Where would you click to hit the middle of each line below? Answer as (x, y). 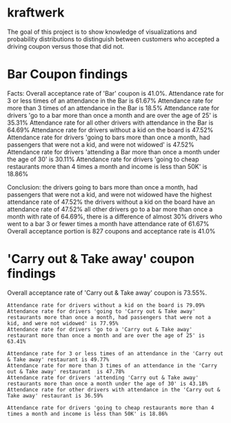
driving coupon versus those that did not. (66, 46)
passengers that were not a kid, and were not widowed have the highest (110, 194)
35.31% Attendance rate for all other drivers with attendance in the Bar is (110, 123)
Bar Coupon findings (68, 74)
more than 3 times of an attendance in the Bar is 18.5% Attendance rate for (113, 107)
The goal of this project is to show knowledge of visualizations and (102, 32)
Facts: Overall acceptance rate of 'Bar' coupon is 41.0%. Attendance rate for (115, 93)
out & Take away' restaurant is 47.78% (66, 371)
